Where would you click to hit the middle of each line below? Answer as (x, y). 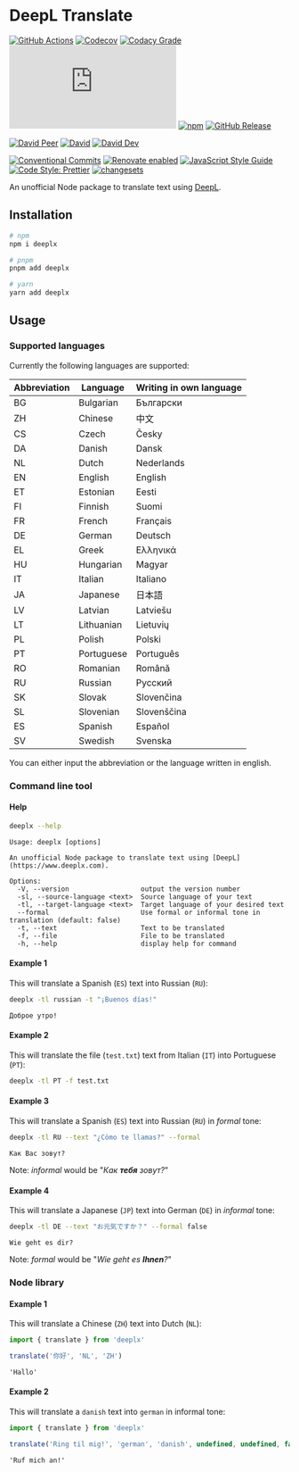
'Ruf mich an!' (37, 1460)
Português (158, 653)
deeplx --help (36, 826)
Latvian (94, 610)
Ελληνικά (156, 550)
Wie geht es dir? (41, 1243)
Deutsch (154, 535)
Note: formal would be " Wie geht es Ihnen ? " (90, 1259)
